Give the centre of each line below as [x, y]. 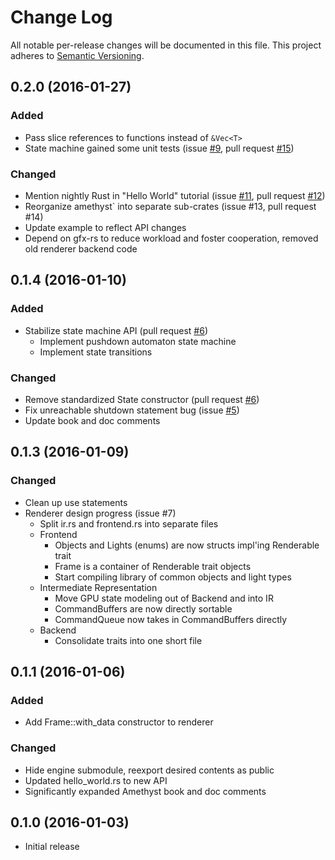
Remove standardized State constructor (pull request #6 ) [142, 399]
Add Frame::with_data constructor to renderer [119, 722]
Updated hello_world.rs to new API [96, 780]
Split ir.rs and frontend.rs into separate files [129, 523]
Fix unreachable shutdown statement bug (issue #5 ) [132, 410]
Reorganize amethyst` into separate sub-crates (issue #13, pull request [170, 206]
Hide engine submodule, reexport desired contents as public [149, 770]
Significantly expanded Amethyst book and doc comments [145, 791]
